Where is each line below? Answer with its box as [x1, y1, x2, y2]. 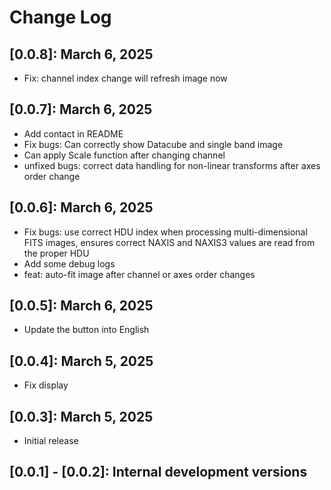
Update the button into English [23, 324, 150, 336]
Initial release [23, 435, 79, 447]
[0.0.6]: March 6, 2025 [9, 199, 154, 216]
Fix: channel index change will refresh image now [23, 72, 228, 84]
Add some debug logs [23, 257, 116, 270]
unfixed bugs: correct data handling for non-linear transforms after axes [23, 159, 321, 171]
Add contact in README [23, 127, 124, 140]
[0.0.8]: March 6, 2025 [9, 46, 154, 63]
